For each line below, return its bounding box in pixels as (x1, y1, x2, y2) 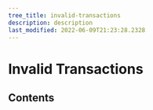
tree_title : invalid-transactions (8, 11, 122, 20)
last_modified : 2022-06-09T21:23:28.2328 (8, 26, 146, 34)
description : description (8, 19, 93, 27)
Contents (8, 91, 55, 104)
